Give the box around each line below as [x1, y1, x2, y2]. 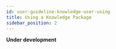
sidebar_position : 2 [6, 20, 58, 26]
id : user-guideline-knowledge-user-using [6, 8, 111, 15]
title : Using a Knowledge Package [6, 14, 92, 20]
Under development [6, 36, 57, 44]
